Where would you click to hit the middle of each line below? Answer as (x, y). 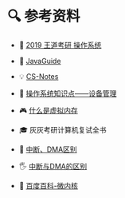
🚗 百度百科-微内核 (49, 185)
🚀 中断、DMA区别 (48, 149)
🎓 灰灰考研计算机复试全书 (62, 129)
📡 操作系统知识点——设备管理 (68, 93)
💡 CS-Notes (39, 76)
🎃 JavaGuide (40, 61)
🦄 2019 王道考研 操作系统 (60, 45)
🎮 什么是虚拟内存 (49, 110)
